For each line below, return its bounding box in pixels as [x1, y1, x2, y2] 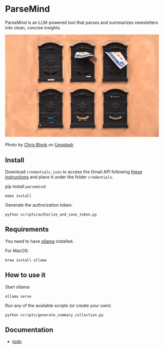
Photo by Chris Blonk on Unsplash [5, 142, 74, 148]
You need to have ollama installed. [5, 238, 74, 244]
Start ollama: [5, 284, 31, 290]
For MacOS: [5, 248, 29, 253]
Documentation [5, 326, 54, 334]
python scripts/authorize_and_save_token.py [5, 212, 97, 217]
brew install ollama [5, 257, 47, 263]
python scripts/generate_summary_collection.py [5, 312, 104, 317]
